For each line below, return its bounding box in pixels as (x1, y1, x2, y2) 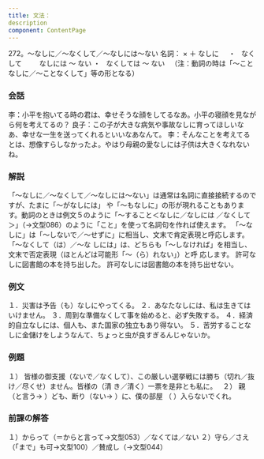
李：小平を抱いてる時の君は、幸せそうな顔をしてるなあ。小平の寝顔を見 (8, 110, 243, 119)
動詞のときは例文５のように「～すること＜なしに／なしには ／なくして (20, 210, 251, 220)
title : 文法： (8, 11, 51, 20)
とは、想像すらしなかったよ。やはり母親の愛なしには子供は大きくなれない (8, 139, 250, 149)
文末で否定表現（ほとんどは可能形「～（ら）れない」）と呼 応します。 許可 (8, 250, 250, 259)
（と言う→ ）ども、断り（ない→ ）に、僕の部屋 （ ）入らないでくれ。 (8, 391, 236, 401)
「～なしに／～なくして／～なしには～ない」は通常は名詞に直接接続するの (8, 190, 250, 200)
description (8, 19, 47, 27)
